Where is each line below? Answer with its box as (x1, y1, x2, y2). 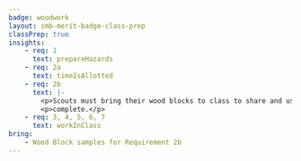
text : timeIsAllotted (31, 72, 114, 80)
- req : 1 (24, 47, 58, 55)
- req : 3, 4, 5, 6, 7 (24, 113, 105, 122)
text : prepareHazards (31, 55, 114, 64)
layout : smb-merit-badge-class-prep (8, 21, 146, 30)
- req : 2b (24, 80, 62, 89)
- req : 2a (24, 64, 62, 72)
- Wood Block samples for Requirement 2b (24, 138, 181, 147)
